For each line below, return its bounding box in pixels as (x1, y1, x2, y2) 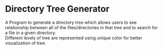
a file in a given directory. (5, 30, 56, 35)
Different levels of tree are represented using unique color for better (5, 35, 142, 41)
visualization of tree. (5, 40, 47, 46)
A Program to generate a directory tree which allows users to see (5, 19, 137, 25)
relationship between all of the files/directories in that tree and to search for (5, 24, 158, 30)
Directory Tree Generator (5, 3, 109, 15)
